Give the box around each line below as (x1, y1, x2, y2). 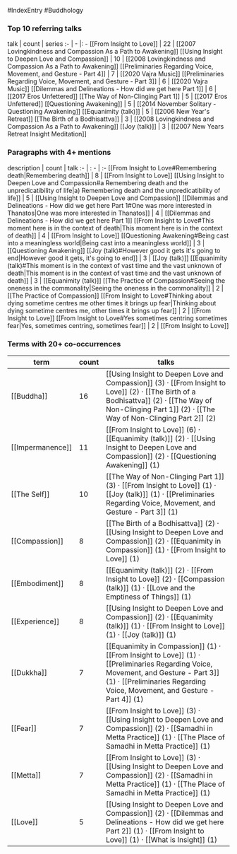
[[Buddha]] (11, 391, 48, 401)
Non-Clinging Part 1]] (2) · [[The (105, 404, 215, 414)
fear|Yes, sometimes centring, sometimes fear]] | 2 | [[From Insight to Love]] (7, 321, 229, 329)
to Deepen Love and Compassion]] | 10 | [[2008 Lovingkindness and (7, 54, 206, 63)
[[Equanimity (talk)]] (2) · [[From (105, 565, 214, 575)
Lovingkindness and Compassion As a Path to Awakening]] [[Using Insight (7, 47, 223, 56)
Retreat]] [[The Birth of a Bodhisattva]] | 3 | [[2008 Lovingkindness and (7, 115, 214, 123)
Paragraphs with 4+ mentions (7, 148, 111, 158)
